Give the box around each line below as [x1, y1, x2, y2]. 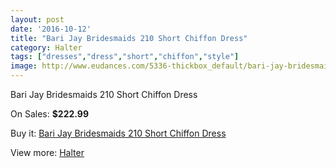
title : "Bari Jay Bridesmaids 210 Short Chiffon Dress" [10, 33, 248, 43]
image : [10, 61, 38, 71]
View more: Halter [10, 147, 85, 158]
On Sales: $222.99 [10, 108, 89, 120]
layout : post [10, 14, 65, 25]
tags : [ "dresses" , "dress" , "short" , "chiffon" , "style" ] [10, 52, 240, 62]
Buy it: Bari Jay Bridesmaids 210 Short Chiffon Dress [10, 127, 227, 139]
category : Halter [10, 42, 83, 53]
